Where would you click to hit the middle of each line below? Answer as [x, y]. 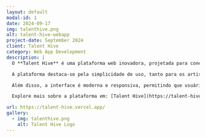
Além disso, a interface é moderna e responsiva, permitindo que [97, 85]
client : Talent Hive [33, 46]
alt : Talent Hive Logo [46, 124]
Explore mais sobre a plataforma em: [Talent [71, 96]
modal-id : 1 [21, 18]
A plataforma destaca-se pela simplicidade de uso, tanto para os [98, 74]
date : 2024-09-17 [29, 23]
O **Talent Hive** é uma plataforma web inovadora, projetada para [100, 63]
